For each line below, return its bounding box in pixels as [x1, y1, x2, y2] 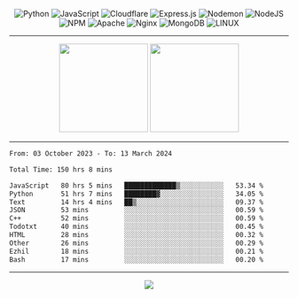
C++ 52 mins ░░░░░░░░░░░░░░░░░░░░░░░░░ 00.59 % [9, 214, 264, 223]
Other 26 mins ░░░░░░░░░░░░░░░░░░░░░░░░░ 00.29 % [9, 239, 264, 248]
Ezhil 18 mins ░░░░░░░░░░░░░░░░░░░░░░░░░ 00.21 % [9, 247, 264, 256]
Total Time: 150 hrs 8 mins [9, 164, 114, 174]
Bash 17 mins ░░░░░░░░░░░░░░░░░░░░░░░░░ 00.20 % [9, 255, 264, 264]
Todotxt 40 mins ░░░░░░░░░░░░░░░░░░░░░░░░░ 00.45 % [9, 222, 264, 232]
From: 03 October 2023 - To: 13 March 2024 [9, 149, 173, 158]
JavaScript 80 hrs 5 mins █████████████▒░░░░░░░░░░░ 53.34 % [9, 181, 264, 190]
